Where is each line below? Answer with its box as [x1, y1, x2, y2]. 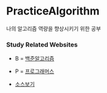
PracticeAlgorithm [6, 4, 100, 18]
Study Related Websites [6, 40, 78, 49]
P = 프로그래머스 [14, 68, 55, 75]
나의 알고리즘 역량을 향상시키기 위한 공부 [6, 25, 101, 32]
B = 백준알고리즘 [14, 55, 55, 62]
